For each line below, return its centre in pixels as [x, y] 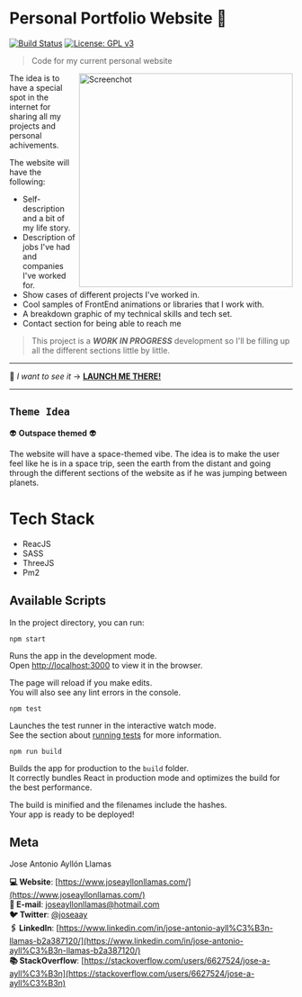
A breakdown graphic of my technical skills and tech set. [127, 313]
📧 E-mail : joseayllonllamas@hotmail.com [84, 904]
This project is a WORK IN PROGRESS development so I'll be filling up [160, 340]
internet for [30, 106]
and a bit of [44, 218]
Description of [49, 237]
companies [43, 265]
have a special [36, 87]
